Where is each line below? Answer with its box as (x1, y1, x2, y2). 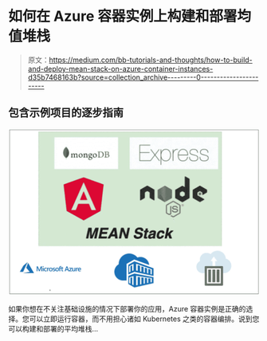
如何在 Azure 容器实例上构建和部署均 (8, 7, 252, 25)
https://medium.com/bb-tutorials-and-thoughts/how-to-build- (49, 55, 253, 65)
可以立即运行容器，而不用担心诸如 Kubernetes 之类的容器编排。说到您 (29, 314, 260, 323)
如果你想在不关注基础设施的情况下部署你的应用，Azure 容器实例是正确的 (8, 304, 246, 313)
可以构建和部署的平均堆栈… (8, 323, 99, 333)
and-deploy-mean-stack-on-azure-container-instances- (27, 64, 214, 73)
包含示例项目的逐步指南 (8, 106, 124, 120)
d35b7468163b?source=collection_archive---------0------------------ (27, 73, 259, 82)
